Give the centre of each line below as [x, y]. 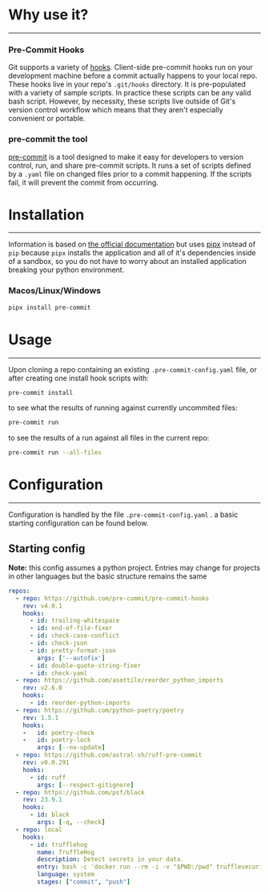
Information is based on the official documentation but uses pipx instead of [132, 244]
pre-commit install [41, 392]
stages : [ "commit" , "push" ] [84, 882]
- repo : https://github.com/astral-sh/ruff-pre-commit [109, 755]
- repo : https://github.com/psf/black [80, 792]
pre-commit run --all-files [55, 453]
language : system [66, 875]
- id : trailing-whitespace [74, 621]
